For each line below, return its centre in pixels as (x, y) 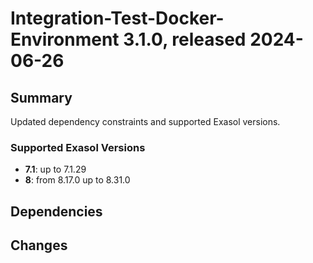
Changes (39, 245)
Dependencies (56, 211)
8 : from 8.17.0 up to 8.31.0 (77, 180)
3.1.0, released (185, 39)
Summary (41, 97)
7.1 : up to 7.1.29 (55, 169)
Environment (65, 39)
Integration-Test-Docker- (117, 18)
